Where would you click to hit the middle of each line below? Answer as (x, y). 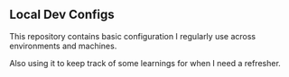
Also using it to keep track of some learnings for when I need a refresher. (145, 63)
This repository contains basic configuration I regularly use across (132, 36)
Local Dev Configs (62, 15)
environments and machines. (63, 46)
